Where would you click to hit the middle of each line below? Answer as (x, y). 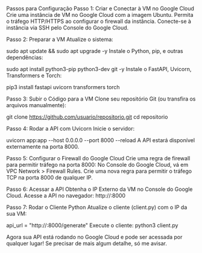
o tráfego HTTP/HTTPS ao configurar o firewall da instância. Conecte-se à (99, 21)
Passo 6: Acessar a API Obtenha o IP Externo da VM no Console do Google (99, 189)
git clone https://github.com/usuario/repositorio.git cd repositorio (87, 117)
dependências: (25, 58)
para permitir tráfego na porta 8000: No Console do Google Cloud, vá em (97, 165)
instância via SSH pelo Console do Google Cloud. (68, 28)
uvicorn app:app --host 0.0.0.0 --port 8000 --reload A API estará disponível (100, 140)
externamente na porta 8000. (43, 147)
